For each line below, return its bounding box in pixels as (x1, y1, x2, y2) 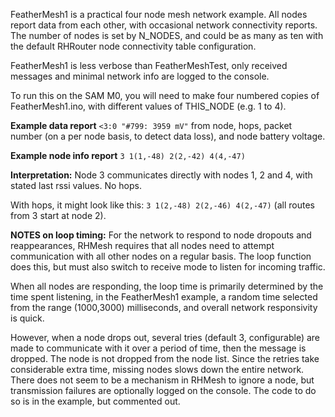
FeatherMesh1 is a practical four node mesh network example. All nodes (10, 9, 308, 20)
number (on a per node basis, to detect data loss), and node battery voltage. (10, 130, 326, 142)
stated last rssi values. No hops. (10, 180, 142, 191)
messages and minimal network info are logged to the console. (10, 70, 270, 82)
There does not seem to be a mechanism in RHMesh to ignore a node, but (10, 374, 315, 386)
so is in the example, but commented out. (10, 395, 181, 407)
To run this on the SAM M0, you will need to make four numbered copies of (10, 90, 320, 101)
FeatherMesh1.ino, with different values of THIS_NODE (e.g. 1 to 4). (10, 100, 287, 112)
